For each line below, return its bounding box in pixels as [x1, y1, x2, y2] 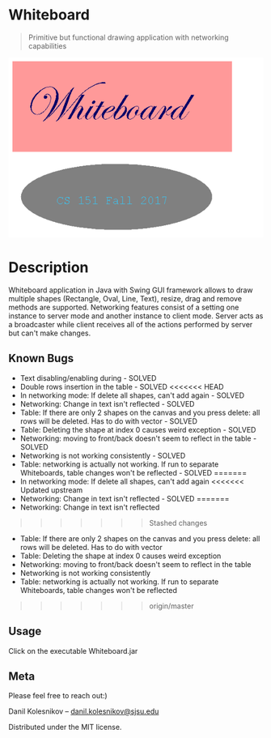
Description [8, 258, 89, 277]
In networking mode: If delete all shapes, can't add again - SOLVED [19, 390, 245, 400]
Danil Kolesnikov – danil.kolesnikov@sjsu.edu [8, 706, 159, 716]
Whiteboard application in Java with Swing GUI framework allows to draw [8, 285, 253, 295]
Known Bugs [8, 352, 74, 365]
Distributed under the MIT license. [8, 723, 122, 732]
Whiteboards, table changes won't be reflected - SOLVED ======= [19, 467, 248, 477]
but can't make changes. [8, 328, 91, 338]
